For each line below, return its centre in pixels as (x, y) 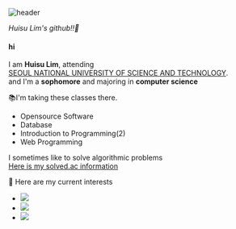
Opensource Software (57, 116)
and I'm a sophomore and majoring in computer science (103, 81)
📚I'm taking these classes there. (63, 98)
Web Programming (51, 142)
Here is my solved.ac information (63, 166)
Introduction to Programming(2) (73, 134)
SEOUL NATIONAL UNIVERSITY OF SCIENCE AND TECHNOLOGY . (118, 73)
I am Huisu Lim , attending (51, 65)
